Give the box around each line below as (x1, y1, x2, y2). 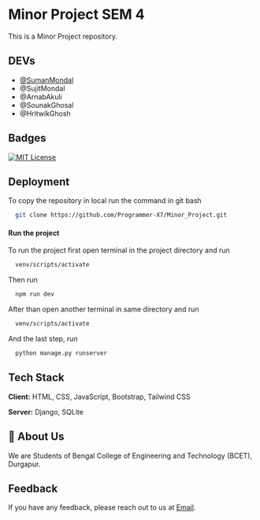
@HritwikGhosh (19, 109, 71, 118)
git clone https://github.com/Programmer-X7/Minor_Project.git (15, 211, 227, 219)
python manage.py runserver (15, 349, 108, 357)
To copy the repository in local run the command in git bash (8, 196, 202, 205)
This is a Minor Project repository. (8, 31, 118, 41)
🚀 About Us (8, 430, 65, 444)
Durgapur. (8, 459, 41, 469)
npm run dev (15, 290, 55, 298)
